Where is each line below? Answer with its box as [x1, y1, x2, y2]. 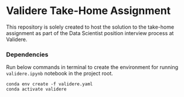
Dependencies [6, 50, 49, 58]
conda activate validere [6, 86, 67, 92]
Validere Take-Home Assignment [6, 4, 171, 18]
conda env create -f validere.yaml [6, 81, 93, 87]
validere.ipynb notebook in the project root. [6, 70, 113, 77]
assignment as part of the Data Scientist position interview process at [6, 29, 174, 36]
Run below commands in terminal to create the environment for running [6, 64, 179, 71]
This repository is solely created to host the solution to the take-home [6, 23, 175, 30]
